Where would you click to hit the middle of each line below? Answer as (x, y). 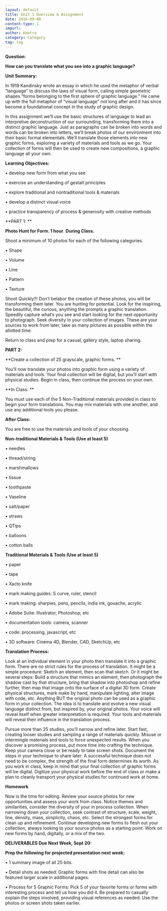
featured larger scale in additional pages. (47, 877)
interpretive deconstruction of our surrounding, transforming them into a (80, 122)
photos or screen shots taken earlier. (43, 903)
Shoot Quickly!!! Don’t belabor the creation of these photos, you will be (78, 299)
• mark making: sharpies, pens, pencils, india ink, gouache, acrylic (74, 603)
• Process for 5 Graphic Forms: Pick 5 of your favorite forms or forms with (81, 887)
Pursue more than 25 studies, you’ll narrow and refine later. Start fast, (77, 729)
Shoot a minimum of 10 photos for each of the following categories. (74, 241)
